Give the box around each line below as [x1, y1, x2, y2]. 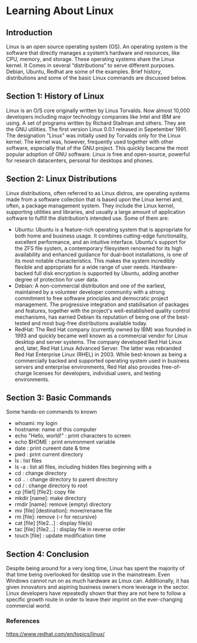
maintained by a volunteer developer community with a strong [14, 288, 165, 295]
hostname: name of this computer [14, 426, 97, 433]
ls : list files [14, 457, 42, 464]
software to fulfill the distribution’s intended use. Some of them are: [6, 215, 169, 222]
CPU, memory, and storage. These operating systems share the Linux [6, 56, 175, 62]
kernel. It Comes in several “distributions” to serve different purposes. [6, 62, 175, 69]
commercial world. [6, 602, 51, 609]
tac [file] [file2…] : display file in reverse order [14, 526, 126, 533]
